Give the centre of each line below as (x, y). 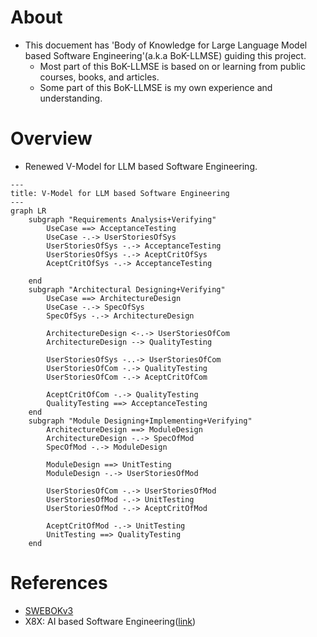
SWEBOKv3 (49, 610)
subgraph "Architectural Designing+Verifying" (127, 289)
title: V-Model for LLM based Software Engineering (120, 193)
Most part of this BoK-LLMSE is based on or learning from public (172, 66)
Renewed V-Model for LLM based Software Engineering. (141, 166)
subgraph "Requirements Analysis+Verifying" (122, 219)
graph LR (28, 211)
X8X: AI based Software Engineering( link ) (110, 621)
